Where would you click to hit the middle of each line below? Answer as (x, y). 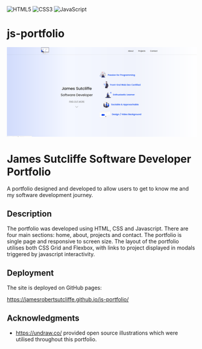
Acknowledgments (43, 319)
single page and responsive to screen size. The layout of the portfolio (93, 241)
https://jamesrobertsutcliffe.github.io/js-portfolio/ (68, 299)
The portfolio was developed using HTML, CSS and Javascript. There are (98, 228)
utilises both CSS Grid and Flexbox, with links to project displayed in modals (101, 248)
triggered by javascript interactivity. (51, 254)
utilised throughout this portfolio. (56, 339)
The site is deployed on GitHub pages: (54, 288)
